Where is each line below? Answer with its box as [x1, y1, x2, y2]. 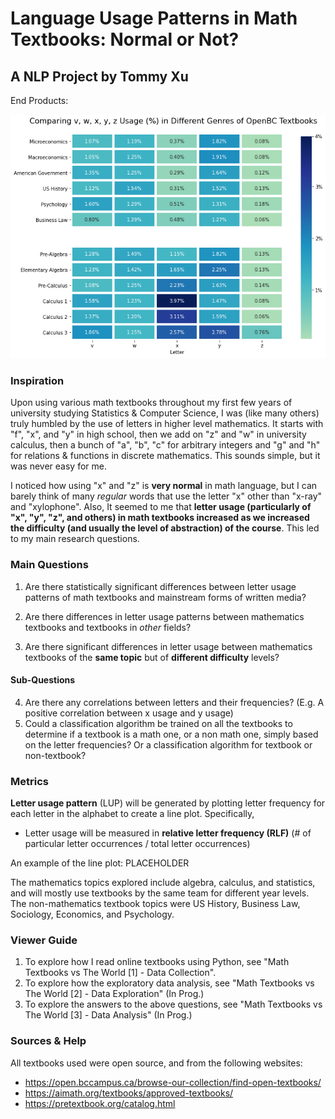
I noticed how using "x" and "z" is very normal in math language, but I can [10, 480, 318, 492]
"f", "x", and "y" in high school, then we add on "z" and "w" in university [10, 428, 307, 441]
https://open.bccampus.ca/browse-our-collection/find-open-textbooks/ [24, 1076, 322, 1088]
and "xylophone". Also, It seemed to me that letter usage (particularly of [10, 501, 312, 513]
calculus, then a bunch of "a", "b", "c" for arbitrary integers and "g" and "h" [10, 439, 321, 451]
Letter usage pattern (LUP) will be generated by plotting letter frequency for [10, 797, 326, 809]
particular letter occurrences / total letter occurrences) [24, 838, 251, 850]
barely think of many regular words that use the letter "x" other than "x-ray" [10, 490, 323, 502]
